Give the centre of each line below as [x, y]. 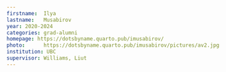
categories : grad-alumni [42, 33]
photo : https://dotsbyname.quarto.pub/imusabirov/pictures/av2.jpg [113, 45]
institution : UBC [31, 52]
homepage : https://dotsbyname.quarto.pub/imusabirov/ [85, 39]
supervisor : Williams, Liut [47, 58]
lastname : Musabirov [39, 20]
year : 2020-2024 [30, 26]
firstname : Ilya [31, 13]
